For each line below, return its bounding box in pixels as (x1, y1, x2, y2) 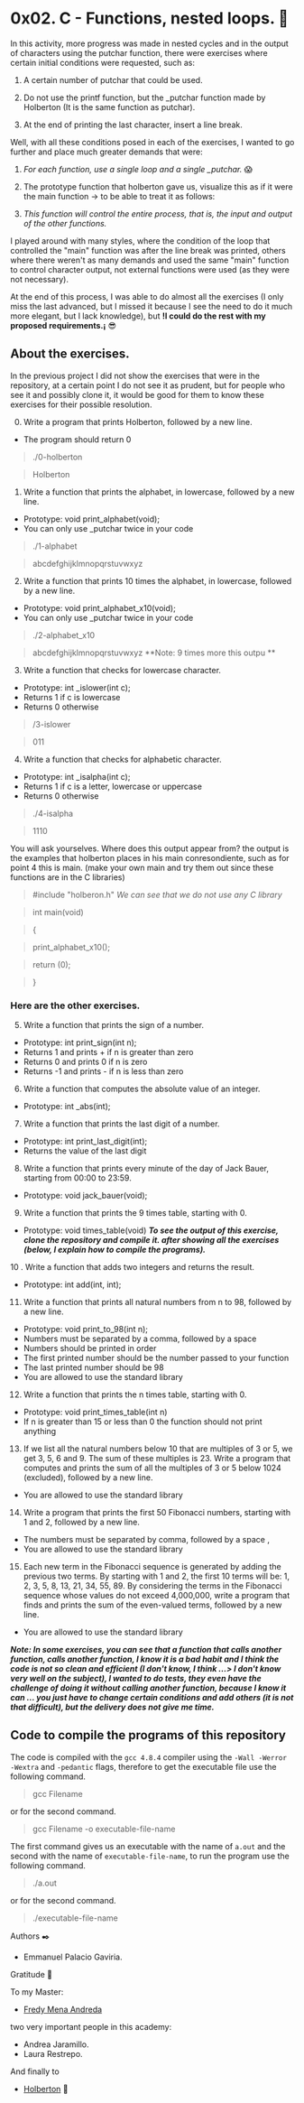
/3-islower (32, 718, 71, 729)
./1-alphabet (32, 541, 78, 551)
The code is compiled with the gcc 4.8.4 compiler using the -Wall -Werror (10, 1751, 288, 1763)
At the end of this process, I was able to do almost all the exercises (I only (10, 291, 284, 301)
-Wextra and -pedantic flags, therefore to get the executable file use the (10, 1761, 278, 1772)
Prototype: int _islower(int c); (23, 681, 131, 693)
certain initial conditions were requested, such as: (10, 57, 195, 68)
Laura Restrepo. (23, 2048, 84, 2059)
